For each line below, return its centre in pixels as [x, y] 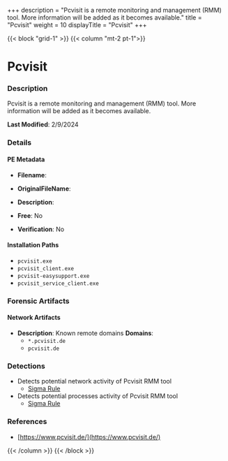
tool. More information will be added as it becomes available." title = [105, 17]
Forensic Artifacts [38, 301]
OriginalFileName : [44, 189]
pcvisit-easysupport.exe [53, 276]
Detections [26, 366]
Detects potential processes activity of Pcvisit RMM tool [98, 396]
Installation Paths [33, 245]
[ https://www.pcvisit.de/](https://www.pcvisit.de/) [89, 437]
